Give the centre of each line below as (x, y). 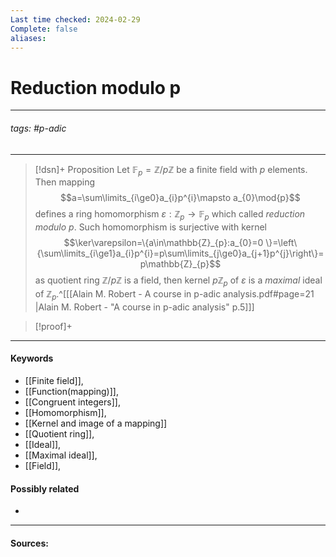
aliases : (28, 38)
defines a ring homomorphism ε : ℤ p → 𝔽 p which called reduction (170, 215)
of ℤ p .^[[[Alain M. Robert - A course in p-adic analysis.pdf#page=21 (174, 294)
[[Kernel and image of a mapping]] (96, 423)
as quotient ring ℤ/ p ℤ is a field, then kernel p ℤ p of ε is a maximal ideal (178, 281)
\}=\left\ (281, 243)
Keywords (32, 358)
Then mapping (65, 182)
